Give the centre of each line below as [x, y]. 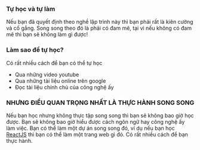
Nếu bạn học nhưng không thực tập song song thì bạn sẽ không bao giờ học [100, 115]
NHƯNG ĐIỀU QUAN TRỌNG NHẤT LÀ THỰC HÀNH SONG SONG [100, 102]
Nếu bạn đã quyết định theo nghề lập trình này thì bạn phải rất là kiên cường [100, 22]
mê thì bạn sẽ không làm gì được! [47, 35]
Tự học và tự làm [31, 9]
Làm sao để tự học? [35, 50]
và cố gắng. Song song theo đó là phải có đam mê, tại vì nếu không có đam [99, 28]
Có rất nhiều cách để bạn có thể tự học [54, 63]
